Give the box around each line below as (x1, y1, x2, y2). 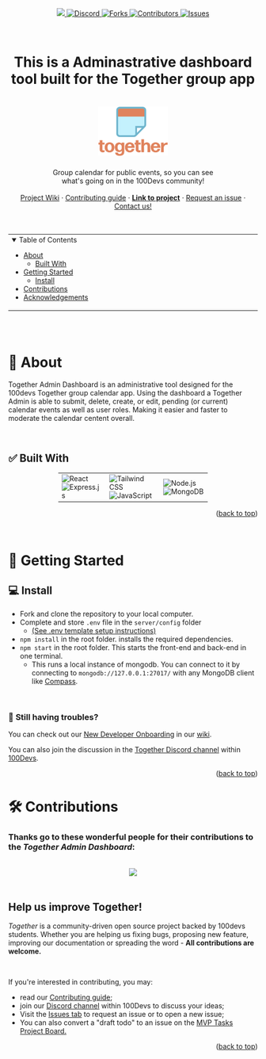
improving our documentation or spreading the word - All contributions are (8, 939, 255, 948)
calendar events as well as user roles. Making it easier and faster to (8, 404, 228, 415)
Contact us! (114, 201, 152, 211)
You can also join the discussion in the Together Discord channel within (8, 744, 241, 754)
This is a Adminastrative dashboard (13, 53, 253, 71)
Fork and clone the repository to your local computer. (19, 609, 194, 618)
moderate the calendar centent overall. (8, 413, 135, 422)
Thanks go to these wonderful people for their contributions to (8, 832, 254, 843)
